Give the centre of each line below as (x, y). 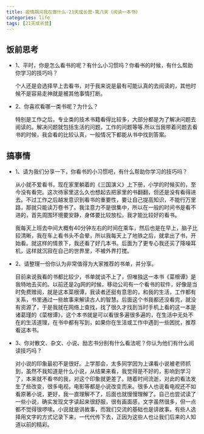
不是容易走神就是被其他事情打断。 (63, 94)
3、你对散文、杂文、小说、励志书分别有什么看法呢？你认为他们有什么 (102, 343)
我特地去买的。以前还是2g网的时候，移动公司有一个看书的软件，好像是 (104, 284)
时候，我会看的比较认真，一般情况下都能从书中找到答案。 (98, 135)
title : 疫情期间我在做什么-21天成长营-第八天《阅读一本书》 (73, 12)
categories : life (28, 18)
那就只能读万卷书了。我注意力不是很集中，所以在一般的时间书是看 (108, 207)
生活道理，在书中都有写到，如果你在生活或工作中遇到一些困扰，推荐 (111, 322)
